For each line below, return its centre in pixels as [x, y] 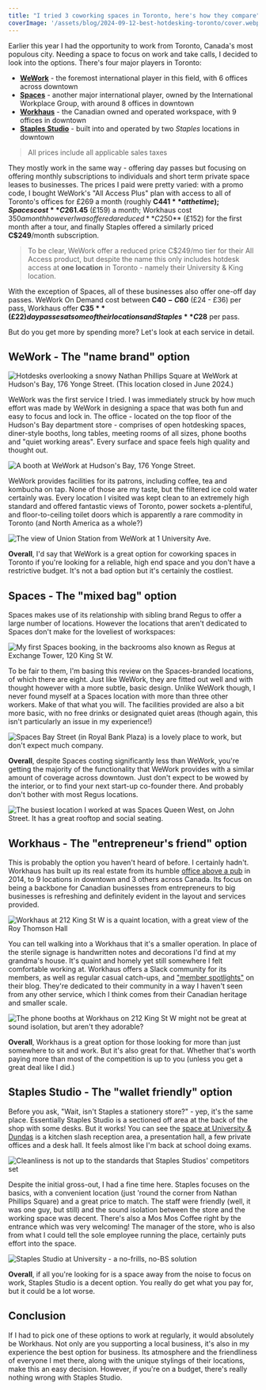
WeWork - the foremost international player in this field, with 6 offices [133, 78]
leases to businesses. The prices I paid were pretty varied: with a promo [126, 184]
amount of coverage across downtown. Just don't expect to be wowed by [129, 778]
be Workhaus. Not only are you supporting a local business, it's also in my [129, 1343]
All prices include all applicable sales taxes [97, 152]
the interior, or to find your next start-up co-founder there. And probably [126, 786]
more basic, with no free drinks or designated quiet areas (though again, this [133, 713]
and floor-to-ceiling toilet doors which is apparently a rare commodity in [125, 515]
